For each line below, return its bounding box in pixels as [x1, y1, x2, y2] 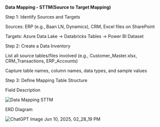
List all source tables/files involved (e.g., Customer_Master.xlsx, [5, 52, 137, 58]
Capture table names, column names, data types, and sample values [5, 67, 147, 73]
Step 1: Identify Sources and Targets [5, 14, 81, 19]
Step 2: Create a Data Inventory [5, 43, 70, 49]
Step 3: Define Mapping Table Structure [5, 77, 88, 83]
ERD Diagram [5, 106, 33, 112]
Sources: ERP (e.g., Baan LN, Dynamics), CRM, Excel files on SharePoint [5, 23, 155, 29]
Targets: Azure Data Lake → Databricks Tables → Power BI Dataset [5, 33, 144, 39]
